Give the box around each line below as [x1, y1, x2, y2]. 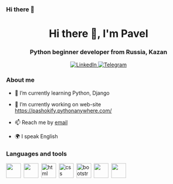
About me [6, 76, 35, 84]
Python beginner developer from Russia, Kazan [29, 48, 168, 56]
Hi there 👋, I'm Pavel [49, 27, 148, 41]
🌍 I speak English [14, 132, 59, 140]
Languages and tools [6, 149, 67, 158]
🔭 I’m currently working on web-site [14, 101, 101, 108]
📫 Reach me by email [14, 119, 68, 126]
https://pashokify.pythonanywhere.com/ [14, 107, 113, 114]
